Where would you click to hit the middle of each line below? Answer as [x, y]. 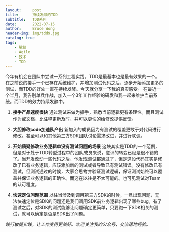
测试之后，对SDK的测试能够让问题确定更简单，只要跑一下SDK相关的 [83, 208]
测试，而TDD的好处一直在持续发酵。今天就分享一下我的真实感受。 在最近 [81, 89]
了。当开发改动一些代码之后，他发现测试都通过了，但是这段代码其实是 [85, 159]
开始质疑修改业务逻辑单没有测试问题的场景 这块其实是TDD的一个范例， [86, 146]
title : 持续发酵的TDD [31, 15]
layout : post [23, 10]
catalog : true [20, 38]
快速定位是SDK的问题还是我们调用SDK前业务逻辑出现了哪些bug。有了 [90, 201]
